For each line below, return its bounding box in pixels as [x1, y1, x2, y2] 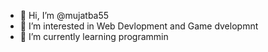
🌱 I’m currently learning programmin [19, 31, 169, 42]
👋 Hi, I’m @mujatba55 [19, 10, 110, 21]
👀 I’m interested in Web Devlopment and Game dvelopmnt [19, 20, 259, 32]
